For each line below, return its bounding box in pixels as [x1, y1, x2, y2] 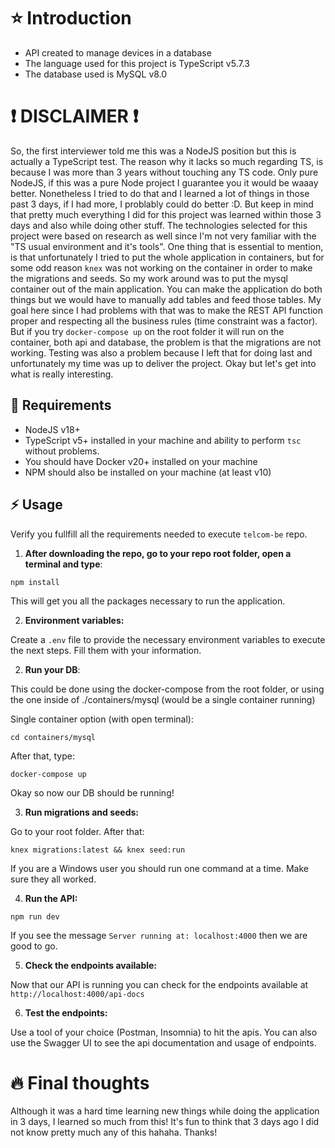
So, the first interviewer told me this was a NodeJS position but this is [10, 145, 297, 157]
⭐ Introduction [10, 7, 132, 30]
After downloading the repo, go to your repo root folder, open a [24, 547, 292, 559]
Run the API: [24, 892, 78, 904]
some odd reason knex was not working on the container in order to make [10, 261, 313, 274]
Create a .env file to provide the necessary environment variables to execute [10, 633, 326, 645]
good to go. [10, 940, 58, 952]
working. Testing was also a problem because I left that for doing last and [10, 346, 313, 359]
